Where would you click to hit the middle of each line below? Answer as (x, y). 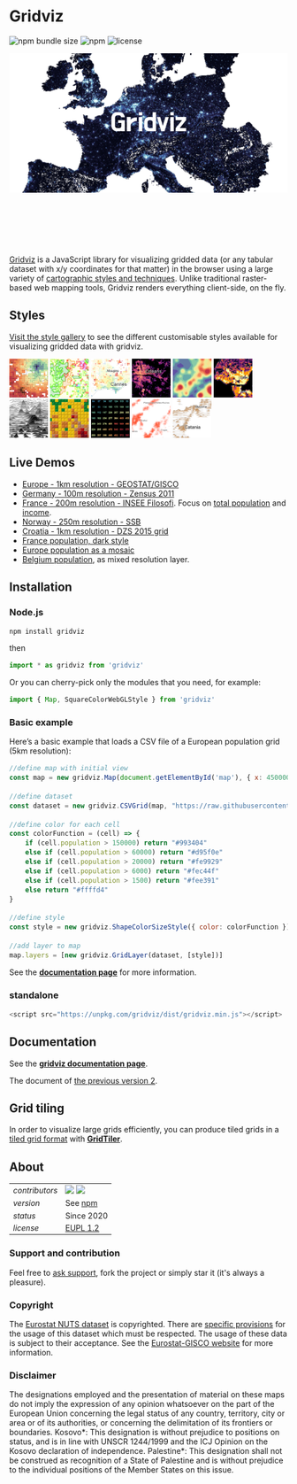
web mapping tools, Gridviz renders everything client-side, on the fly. (160, 287)
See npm (81, 1203)
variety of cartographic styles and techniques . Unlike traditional (125, 278)
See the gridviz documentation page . (79, 1063)
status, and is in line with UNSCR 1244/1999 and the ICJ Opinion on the (138, 1441)
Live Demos (42, 463)
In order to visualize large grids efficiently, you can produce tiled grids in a (145, 1130)
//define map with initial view (69, 769)
